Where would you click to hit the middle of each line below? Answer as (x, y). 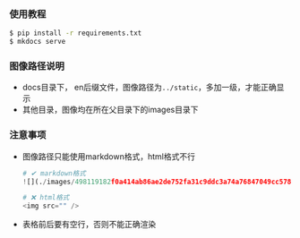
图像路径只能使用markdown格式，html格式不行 (108, 156)
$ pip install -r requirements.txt (76, 33)
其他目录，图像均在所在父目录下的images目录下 (110, 110)
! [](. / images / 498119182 (67, 182)
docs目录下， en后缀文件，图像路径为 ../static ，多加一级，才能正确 (149, 88)
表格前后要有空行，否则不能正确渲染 (89, 225)
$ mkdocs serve (38, 42)
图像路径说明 (37, 66)
